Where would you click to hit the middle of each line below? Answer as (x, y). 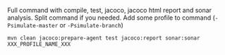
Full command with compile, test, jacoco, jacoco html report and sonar (110, 10)
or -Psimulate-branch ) (91, 25)
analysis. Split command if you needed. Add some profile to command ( (111, 18)
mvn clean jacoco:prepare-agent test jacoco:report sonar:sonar (104, 38)
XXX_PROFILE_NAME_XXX (39, 44)
